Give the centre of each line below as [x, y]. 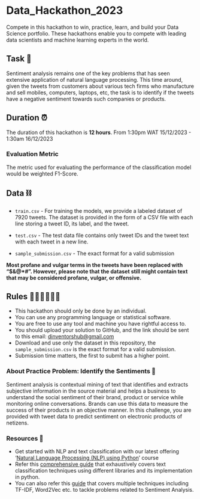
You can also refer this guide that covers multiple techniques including [101, 483]
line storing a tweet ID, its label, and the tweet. [72, 224]
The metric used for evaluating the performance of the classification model [99, 167]
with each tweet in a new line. [51, 242]
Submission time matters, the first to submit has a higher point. [92, 356]
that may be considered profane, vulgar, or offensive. [74, 278]
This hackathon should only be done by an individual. [81, 311]
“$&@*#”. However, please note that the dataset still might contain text [97, 271]
